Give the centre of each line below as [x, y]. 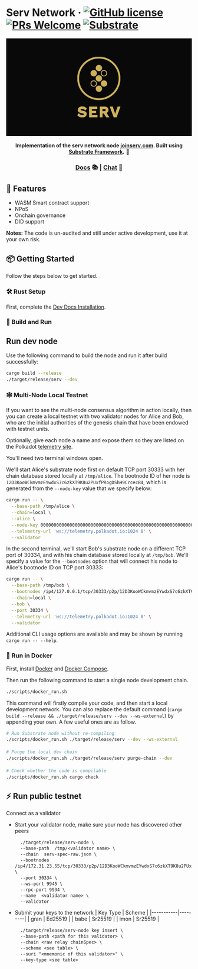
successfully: [22, 362]
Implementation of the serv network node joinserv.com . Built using [99, 145]
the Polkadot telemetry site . [39, 447]
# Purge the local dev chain [42, 752]
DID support [29, 222]
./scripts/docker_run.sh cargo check [52, 777]
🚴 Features [26, 189]
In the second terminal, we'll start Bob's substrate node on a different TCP [96, 549]
